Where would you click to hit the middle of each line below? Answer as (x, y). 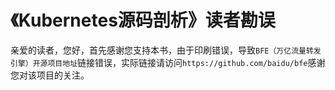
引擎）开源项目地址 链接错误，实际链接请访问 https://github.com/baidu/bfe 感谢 (168, 62)
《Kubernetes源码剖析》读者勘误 (143, 20)
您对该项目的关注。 (50, 75)
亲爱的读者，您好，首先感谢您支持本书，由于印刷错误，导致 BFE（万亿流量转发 (166, 50)
